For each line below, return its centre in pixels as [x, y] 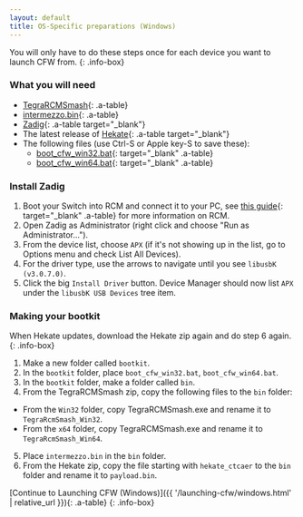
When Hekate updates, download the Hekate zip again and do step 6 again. [151, 336]
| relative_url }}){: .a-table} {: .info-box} [82, 502]
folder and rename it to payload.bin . [90, 475]
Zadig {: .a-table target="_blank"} [84, 124]
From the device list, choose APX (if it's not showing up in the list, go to [154, 245]
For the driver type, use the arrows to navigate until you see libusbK [149, 264]
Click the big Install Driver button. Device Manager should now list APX [158, 283]
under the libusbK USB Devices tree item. [99, 293]
